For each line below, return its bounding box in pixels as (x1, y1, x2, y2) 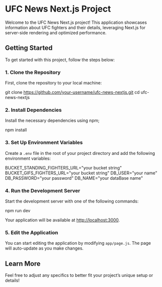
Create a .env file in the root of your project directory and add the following (5, 150, 155, 156)
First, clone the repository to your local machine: (5, 80, 102, 86)
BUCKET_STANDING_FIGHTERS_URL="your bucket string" (5, 165, 122, 170)
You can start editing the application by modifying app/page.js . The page (5, 240, 151, 246)
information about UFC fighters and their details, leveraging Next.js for (5, 24, 146, 30)
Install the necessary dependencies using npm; (5, 118, 99, 123)
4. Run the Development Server (5, 187, 81, 194)
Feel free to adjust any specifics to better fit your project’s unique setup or (5, 272, 153, 278)
